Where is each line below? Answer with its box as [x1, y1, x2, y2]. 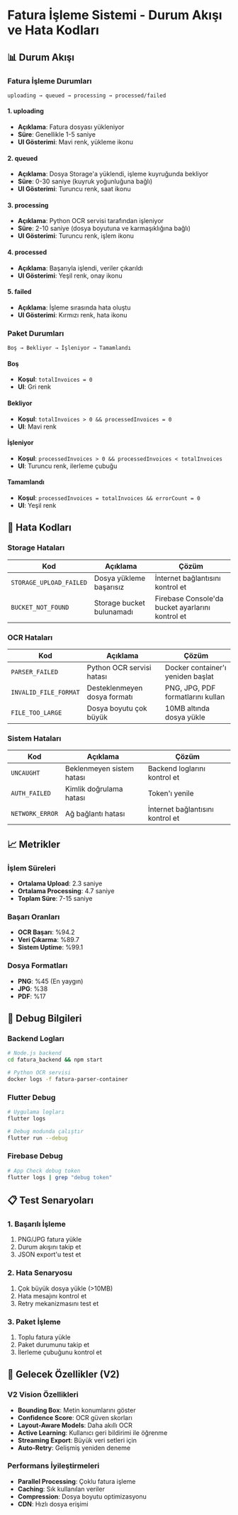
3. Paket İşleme [7, 1317, 62, 1327]
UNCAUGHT [11, 769, 40, 777]
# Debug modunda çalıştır [7, 1128, 84, 1135]
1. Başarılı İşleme [7, 1219, 66, 1229]
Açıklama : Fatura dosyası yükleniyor [17, 123, 125, 131]
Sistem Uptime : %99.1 [17, 943, 84, 952]
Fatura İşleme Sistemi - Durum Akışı [7, 7, 222, 23]
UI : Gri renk [17, 382, 52, 391]
